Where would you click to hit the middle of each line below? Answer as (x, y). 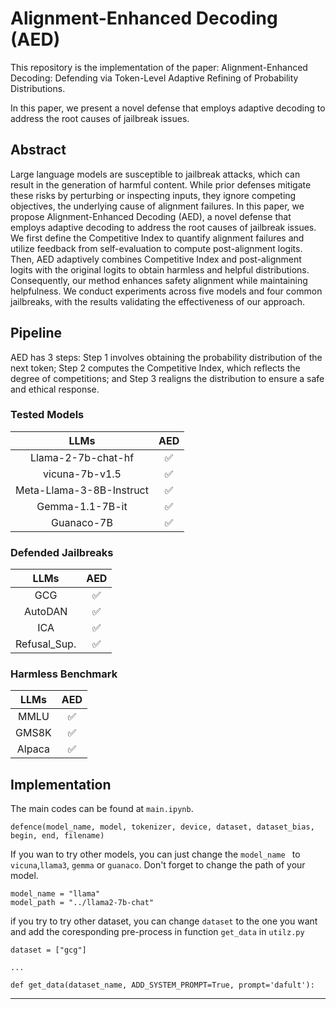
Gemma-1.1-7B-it (82, 506)
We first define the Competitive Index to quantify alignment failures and (157, 238)
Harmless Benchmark (64, 674)
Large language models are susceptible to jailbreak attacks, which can (155, 174)
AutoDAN (45, 612)
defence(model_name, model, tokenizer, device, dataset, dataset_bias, (162, 827)
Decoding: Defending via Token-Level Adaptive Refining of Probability (154, 78)
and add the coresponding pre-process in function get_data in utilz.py (157, 932)
